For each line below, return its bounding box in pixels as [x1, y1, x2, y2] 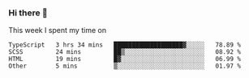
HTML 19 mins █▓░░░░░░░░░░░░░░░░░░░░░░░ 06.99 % [8, 55, 242, 64]
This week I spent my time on [8, 26, 107, 35]
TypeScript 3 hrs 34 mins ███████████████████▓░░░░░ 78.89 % [8, 41, 242, 49]
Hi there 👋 [8, 7, 49, 18]
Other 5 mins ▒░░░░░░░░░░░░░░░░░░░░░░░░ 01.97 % [8, 62, 242, 71]
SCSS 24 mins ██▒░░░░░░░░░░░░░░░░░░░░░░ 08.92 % [8, 48, 242, 56]
